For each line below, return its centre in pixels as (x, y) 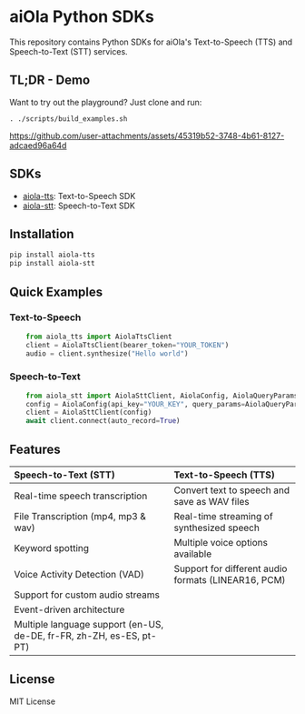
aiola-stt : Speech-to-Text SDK (79, 206)
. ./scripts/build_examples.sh (69, 119)
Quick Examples (56, 292)
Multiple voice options (221, 543)
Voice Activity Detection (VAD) (79, 575)
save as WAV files (212, 502)
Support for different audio (231, 568)
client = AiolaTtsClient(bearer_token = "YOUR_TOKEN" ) (128, 345)
